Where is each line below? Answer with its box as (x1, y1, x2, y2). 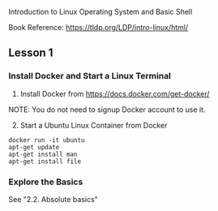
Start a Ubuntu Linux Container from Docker (19, 120, 168, 130)
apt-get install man (8, 150, 79, 158)
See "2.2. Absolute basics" (8, 194, 99, 204)
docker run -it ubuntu (8, 136, 85, 144)
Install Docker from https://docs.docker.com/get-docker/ (19, 88, 210, 98)
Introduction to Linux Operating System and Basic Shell (8, 7, 193, 16)
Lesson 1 (8, 46, 53, 60)
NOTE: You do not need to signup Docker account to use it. (8, 105, 206, 114)
